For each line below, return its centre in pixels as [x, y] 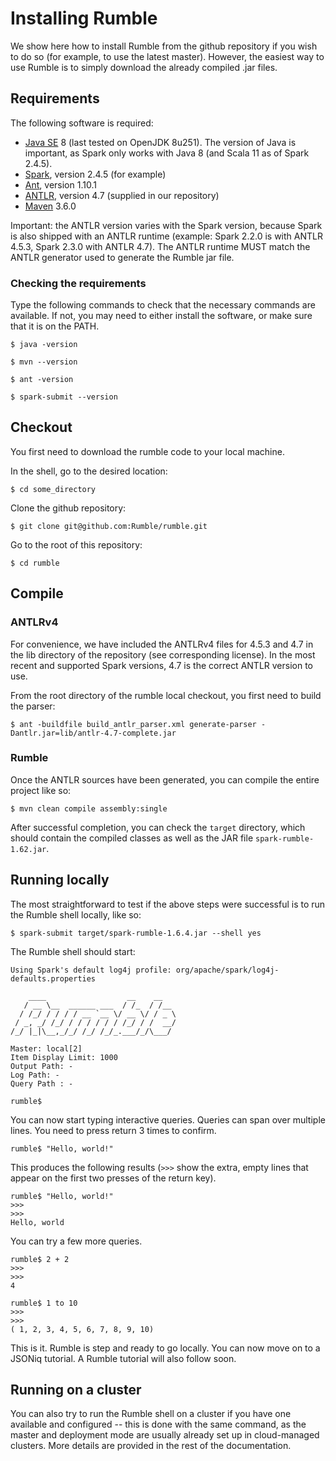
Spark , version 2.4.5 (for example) [95, 174]
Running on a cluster [76, 1390]
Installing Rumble [84, 18]
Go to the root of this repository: [76, 544]
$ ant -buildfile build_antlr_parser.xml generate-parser [133, 724]
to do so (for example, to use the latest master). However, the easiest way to [167, 56]
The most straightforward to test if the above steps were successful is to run [168, 904]
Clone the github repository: [68, 508]
